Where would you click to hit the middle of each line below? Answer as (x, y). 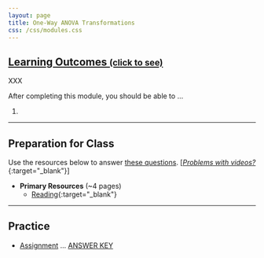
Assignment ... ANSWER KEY (66, 245)
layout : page (29, 15)
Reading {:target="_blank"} (74, 194)
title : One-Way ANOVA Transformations (71, 23)
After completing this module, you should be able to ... (96, 96)
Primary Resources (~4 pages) (70, 186)
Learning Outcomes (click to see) (86, 62)
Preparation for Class (61, 144)
